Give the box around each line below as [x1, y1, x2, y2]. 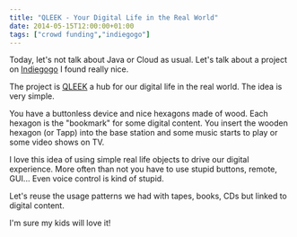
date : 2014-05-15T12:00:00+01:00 [9, 22, 135, 31]
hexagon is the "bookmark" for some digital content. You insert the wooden [9, 118, 289, 128]
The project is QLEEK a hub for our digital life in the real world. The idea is [9, 82, 283, 92]
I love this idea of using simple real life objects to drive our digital [9, 154, 249, 165]
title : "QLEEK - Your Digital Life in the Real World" [9, 13, 219, 22]
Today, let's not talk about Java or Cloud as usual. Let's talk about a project [9, 55, 288, 66]
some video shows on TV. [9, 136, 105, 148]
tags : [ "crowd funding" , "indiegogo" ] [9, 30, 151, 39]
